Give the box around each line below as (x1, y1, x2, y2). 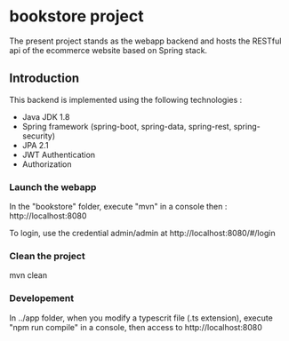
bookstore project (9, 6, 144, 27)
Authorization (21, 158, 73, 170)
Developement (9, 292, 74, 305)
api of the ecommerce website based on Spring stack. (9, 44, 207, 55)
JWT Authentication (21, 149, 96, 160)
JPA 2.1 (21, 139, 49, 150)
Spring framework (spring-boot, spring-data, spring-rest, (21, 121, 232, 131)
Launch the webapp (9, 180, 97, 193)
